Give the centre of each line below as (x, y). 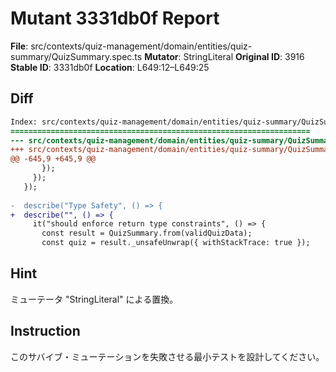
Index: (24, 122)
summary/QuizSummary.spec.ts (76, 56)
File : (19, 46)
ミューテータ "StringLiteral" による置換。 (94, 299)
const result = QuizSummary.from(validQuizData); (147, 233)
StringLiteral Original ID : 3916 (244, 56)
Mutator (161, 56)
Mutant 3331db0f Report (115, 18)
